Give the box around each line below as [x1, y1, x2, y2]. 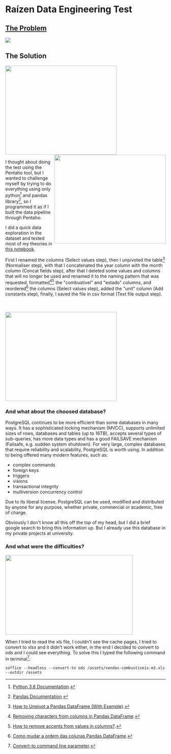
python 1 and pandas [5, 191, 47, 198]
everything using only [5, 186, 51, 192]
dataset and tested [5, 235, 45, 241]
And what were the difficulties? [5, 543, 84, 550]
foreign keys [12, 467, 39, 473]
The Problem [5, 24, 47, 33]
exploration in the [5, 230, 42, 236]
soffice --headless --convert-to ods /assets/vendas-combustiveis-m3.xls [5, 665, 165, 671]
